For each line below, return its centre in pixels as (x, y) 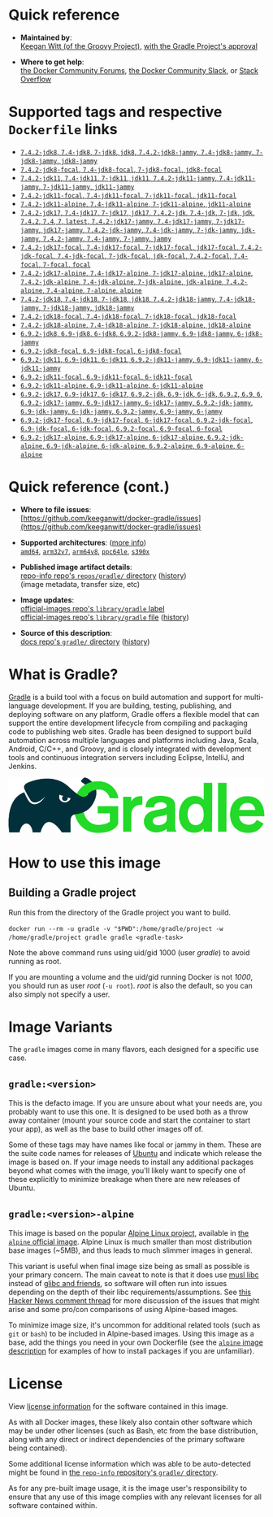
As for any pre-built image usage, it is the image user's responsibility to (128, 1488)
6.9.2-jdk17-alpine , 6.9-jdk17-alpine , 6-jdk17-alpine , (113, 437)
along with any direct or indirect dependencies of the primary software (127, 1439)
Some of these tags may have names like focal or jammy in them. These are (135, 1145)
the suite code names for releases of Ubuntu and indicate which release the (135, 1154)
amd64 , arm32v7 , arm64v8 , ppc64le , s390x (85, 551)
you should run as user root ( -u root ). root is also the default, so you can (131, 985)
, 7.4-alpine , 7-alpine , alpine (92, 289)
